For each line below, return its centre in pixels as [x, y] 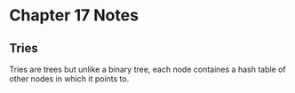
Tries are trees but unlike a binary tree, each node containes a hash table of [147, 69]
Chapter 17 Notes [74, 15]
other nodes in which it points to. [69, 79]
